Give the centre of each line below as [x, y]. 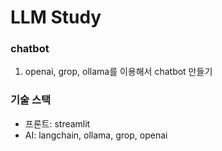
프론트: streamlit [57, 123]
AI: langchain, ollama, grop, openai [96, 135]
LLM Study [56, 17]
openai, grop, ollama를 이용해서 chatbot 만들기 [118, 72]
